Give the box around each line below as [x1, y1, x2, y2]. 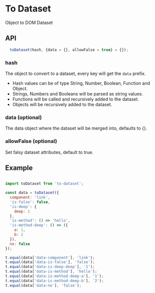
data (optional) [5, 113, 42, 120]
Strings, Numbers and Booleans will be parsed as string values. [12, 90, 143, 96]
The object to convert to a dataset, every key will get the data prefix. [5, 70, 146, 76]
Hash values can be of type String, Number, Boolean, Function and [12, 80, 150, 86]
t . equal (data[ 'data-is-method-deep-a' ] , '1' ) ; [5, 273, 104, 279]
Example [5, 163, 33, 172]
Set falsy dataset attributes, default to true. [5, 149, 93, 155]
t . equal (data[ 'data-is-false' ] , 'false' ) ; [5, 259, 95, 265]
